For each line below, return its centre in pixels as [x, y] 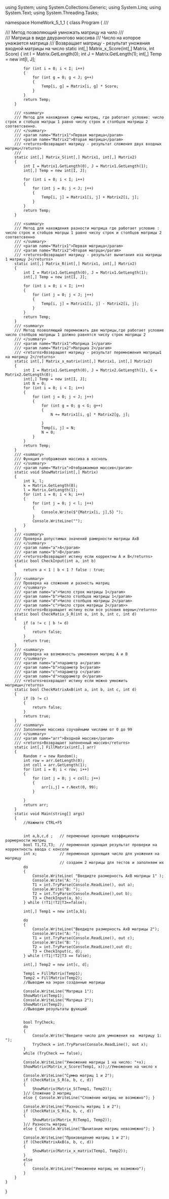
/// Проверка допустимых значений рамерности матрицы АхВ [77, 539]
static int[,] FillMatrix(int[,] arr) [55, 747]
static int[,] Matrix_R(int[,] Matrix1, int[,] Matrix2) [76, 264]
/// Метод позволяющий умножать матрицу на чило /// [65, 32]
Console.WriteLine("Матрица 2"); [59, 1000]
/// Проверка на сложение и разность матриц [62, 583]
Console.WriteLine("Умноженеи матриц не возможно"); [89, 1169]
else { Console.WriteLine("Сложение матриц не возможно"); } [89, 1098]
